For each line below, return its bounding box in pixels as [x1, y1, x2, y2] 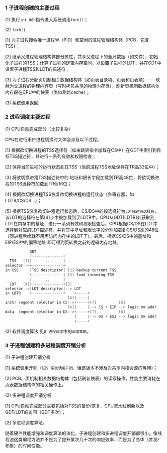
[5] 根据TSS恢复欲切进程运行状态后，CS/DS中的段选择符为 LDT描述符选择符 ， [5, 208, 159, 214]
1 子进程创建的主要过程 [5, 4, 60, 11]
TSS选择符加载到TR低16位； [13, 180, 72, 186]
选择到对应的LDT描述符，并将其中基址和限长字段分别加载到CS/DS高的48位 [5, 227, 159, 233]
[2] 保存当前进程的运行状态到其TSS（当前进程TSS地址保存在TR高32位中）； [5, 163, 160, 170]
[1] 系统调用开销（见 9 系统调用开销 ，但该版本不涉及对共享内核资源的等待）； [5, 365, 158, 371]
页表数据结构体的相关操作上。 [5, 381, 66, 387]
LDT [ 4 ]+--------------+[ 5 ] [9, 282, 72, 287]
